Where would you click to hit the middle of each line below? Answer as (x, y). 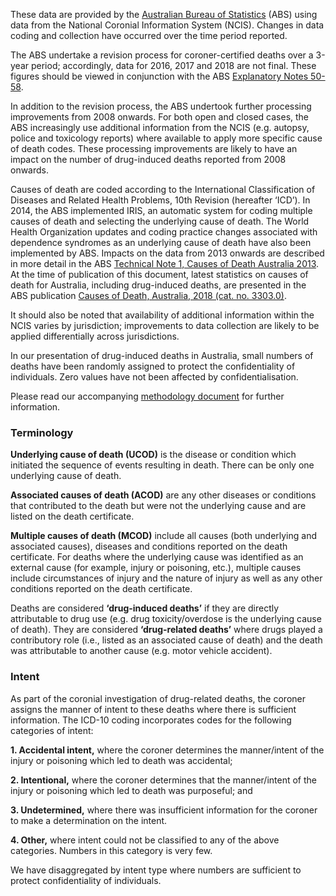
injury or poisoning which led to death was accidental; (121, 760)
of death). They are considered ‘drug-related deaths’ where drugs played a (166, 630)
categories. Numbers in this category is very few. (111, 850)
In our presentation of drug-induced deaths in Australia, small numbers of (162, 355)
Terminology (42, 432)
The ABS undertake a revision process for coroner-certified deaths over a (162, 55)
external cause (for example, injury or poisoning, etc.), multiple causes (156, 568)
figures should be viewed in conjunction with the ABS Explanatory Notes (159, 76)
